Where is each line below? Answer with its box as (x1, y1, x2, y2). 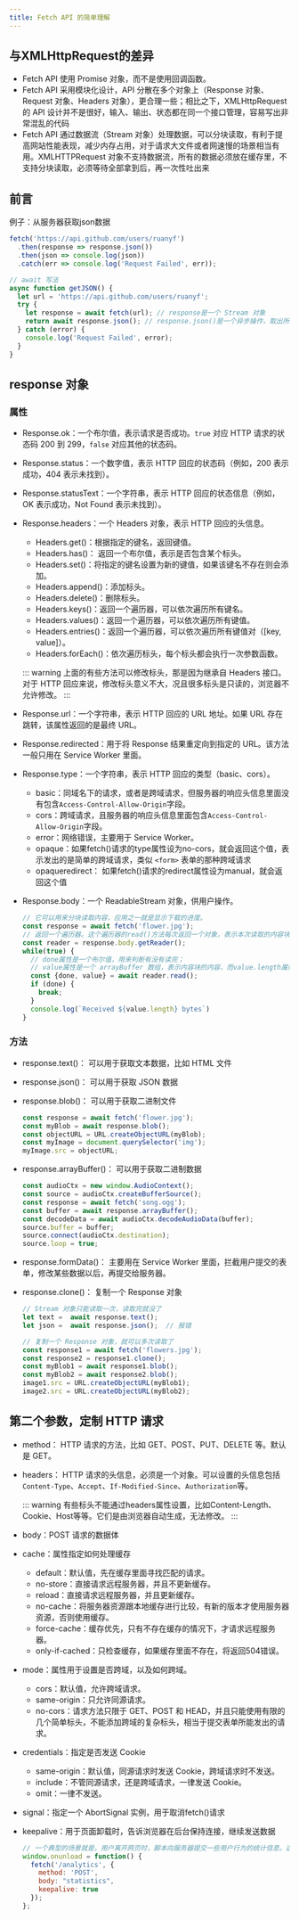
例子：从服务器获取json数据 (9, 217, 111, 227)
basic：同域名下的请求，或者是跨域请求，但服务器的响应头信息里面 (35, 788, 282, 799)
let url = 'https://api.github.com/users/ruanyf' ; (17, 291, 209, 301)
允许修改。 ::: (21, 690, 71, 701)
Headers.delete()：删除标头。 (35, 593, 145, 603)
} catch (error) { (17, 325, 86, 334)
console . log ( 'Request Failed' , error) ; (25, 333, 174, 342)
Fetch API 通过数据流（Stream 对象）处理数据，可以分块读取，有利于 (21, 129, 276, 140)
